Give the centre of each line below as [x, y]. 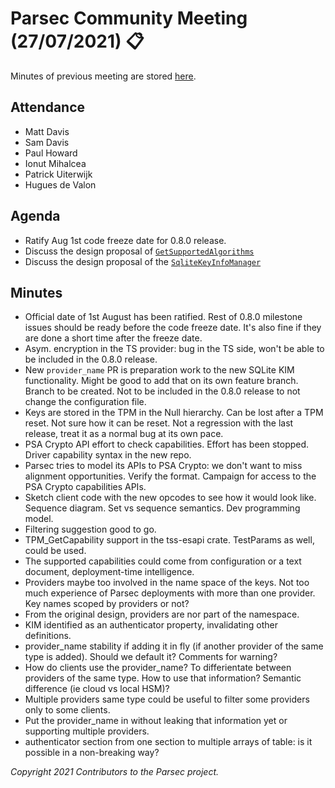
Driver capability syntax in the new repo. [108, 455]
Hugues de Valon [60, 184]
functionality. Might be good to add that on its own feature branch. [161, 381]
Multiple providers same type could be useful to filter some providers [167, 699]
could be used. [55, 551]
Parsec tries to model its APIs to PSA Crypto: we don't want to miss [163, 466]
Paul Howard [51, 153]
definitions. [48, 636]
